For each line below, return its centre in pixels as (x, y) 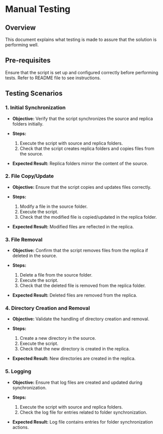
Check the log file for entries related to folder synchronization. (83, 412)
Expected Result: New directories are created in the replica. (74, 359)
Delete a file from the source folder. (56, 275)
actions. (20, 427)
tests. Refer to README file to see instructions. (53, 78)
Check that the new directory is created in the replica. (75, 349)
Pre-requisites (28, 61)
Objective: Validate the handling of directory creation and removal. (81, 319)
